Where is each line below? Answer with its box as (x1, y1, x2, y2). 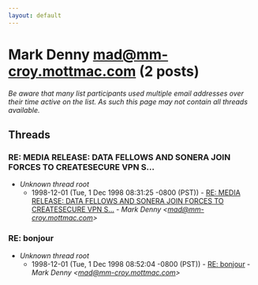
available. (8, 105, 41, 114)
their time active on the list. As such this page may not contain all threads (8, 96, 249, 107)
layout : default (8, 11, 62, 20)
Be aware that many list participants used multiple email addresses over (8, 88, 245, 98)
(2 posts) (139, 62, 200, 80)
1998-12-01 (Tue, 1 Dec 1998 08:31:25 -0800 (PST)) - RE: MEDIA (31, 188, 241, 197)
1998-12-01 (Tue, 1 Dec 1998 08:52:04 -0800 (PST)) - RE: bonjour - (31, 259, 251, 268)
